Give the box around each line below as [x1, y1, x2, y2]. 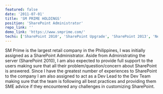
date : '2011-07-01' [5, 12, 45, 16]
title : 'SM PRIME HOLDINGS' [5, 16, 62, 21]
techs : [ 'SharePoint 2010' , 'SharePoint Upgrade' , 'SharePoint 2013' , [5, 34, 151, 39]
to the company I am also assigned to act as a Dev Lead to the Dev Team [5, 73, 151, 79]
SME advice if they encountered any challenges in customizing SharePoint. [5, 83, 155, 89]
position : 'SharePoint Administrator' [5, 20, 83, 26]
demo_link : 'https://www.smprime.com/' [5, 30, 86, 34]
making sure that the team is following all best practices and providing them [5, 78, 157, 84]
